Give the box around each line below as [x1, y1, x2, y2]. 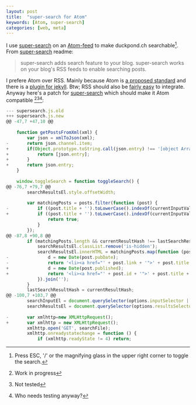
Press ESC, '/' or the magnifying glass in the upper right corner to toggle [14, 352, 188, 359]
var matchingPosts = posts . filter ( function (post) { [27, 200, 158, 206]
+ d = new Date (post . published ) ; [6, 265, 124, 271]
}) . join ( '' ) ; [37, 276, 69, 282]
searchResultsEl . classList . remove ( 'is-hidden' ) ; [37, 244, 158, 250]
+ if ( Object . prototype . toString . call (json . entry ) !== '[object [6, 146, 179, 152]
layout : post [6, 8, 38, 15]
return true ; [47, 217, 80, 223]
